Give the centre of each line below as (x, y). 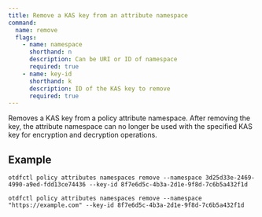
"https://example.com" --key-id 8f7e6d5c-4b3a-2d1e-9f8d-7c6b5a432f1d (126, 205)
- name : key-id (47, 74)
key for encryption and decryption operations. (83, 135)
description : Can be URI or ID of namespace (103, 60)
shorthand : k (50, 81)
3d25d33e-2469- (230, 178)
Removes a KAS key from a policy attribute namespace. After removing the (129, 118)
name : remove (37, 30)
